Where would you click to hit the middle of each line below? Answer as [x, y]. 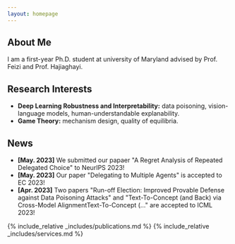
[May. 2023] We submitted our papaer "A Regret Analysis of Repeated [120, 160]
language [31, 114]
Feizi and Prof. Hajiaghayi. [45, 67]
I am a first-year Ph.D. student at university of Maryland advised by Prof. [112, 59]
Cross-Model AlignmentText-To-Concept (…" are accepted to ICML [115, 205]
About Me [29, 43]
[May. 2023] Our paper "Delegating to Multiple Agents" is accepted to [120, 175]
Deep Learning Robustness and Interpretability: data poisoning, [112, 106]
